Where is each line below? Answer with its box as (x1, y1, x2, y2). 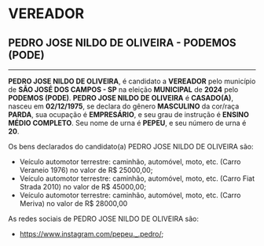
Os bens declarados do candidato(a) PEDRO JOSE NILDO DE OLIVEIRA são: (8, 142, 254, 151)
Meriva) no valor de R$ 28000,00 (19, 199, 128, 208)
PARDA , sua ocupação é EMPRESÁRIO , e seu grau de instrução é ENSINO (8, 110, 250, 119)
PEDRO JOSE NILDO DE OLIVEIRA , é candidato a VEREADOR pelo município (8, 76, 256, 86)
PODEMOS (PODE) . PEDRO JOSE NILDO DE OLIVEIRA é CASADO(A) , (8, 94, 234, 102)
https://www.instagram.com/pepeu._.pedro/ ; (19, 229, 164, 238)
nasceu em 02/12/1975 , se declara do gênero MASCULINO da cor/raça (8, 101, 240, 111)
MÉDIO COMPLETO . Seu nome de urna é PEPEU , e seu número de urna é (8, 119, 247, 127)
